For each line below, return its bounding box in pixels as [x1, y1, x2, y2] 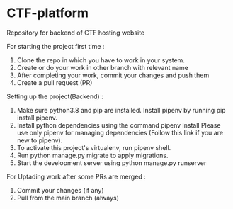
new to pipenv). [16, 136, 63, 145]
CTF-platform [6, 5, 89, 21]
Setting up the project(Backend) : [6, 92, 103, 101]
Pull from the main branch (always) [16, 193, 120, 202]
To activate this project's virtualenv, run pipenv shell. [16, 143, 171, 152]
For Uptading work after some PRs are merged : [6, 172, 146, 181]
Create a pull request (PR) [16, 78, 93, 86]
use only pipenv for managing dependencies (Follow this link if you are [16, 128, 224, 137]
